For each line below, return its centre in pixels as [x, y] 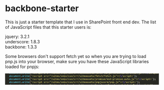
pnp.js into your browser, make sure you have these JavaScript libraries [77, 61]
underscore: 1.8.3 [22, 41]
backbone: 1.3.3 [21, 47]
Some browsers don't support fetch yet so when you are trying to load [76, 56]
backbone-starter [42, 9]
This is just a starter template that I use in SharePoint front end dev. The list [81, 22]
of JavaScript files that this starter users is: [48, 27]
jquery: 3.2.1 [17, 36]
